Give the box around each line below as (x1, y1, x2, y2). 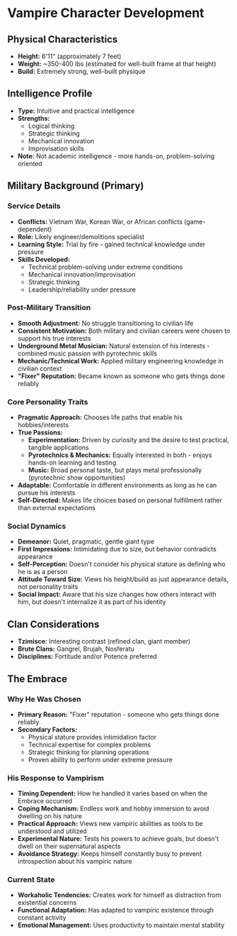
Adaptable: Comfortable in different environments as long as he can (17, 481, 217, 490)
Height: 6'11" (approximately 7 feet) (17, 52, 122, 60)
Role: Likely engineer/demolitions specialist (17, 232, 145, 241)
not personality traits (17, 583, 79, 591)
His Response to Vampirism (7, 773, 104, 783)
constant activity (17, 913, 67, 922)
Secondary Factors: (17, 725, 78, 734)
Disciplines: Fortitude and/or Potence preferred (17, 652, 158, 661)
